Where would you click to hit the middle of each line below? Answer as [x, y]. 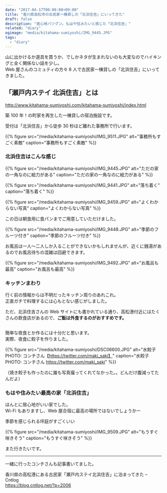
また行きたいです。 [25, 449]
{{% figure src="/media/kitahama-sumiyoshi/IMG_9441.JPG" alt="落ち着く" [83, 185]
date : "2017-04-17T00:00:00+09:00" [42, 10]
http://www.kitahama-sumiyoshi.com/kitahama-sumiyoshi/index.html [76, 105]
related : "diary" [23, 28]
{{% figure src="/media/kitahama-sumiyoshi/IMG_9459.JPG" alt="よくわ [80, 202]
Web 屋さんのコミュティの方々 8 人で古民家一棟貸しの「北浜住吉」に [76, 69]
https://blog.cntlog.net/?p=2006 [38, 486]
